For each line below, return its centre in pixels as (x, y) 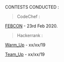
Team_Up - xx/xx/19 (25, 54)
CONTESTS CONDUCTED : (32, 7)
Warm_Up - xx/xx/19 (25, 45)
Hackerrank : (30, 35)
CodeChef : (28, 16)
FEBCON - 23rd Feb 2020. (32, 26)
